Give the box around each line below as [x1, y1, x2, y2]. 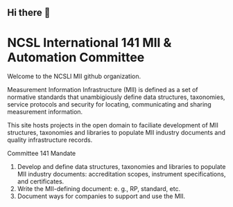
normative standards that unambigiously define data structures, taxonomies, [7, 93, 225, 101]
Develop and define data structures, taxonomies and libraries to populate [17, 163, 226, 171]
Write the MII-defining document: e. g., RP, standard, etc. [17, 185, 181, 193]
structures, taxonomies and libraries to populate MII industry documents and [7, 129, 226, 137]
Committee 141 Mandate [7, 150, 76, 158]
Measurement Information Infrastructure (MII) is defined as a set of [7, 86, 199, 94]
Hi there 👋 [7, 7, 51, 19]
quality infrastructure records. [7, 136, 93, 144]
